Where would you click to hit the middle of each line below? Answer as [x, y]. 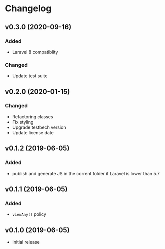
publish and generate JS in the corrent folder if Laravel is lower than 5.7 [86, 173]
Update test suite [30, 76]
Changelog [28, 9]
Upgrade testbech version [39, 127]
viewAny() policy [29, 214]
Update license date [33, 132]
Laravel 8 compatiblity [35, 52]
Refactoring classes [33, 117]
